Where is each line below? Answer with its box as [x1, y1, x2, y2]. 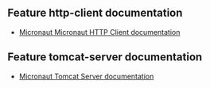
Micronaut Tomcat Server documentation [18, 71, 154, 81]
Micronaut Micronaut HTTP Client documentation [18, 27, 181, 36]
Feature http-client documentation [7, 6, 183, 20]
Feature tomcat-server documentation [7, 51, 203, 64]
